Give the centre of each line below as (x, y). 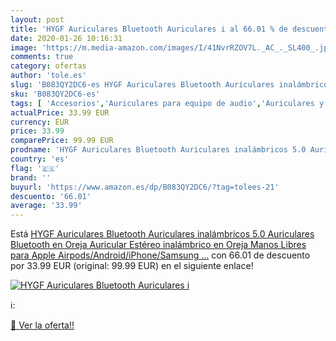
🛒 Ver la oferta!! (42, 325)
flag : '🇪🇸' (35, 168)
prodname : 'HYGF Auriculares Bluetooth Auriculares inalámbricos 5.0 (158, 150)
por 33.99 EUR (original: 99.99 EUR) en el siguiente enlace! (132, 266)
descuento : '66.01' (51, 196)
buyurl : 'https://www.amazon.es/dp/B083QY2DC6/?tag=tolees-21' (145, 187)
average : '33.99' (46, 206)
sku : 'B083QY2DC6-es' (55, 94)
